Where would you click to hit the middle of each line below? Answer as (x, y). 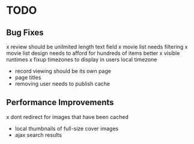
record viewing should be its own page (63, 71)
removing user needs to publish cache (62, 84)
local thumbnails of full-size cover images (67, 128)
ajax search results (38, 134)
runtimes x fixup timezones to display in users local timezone (82, 59)
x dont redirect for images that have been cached (68, 117)
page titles (28, 77)
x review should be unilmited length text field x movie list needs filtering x (97, 47)
